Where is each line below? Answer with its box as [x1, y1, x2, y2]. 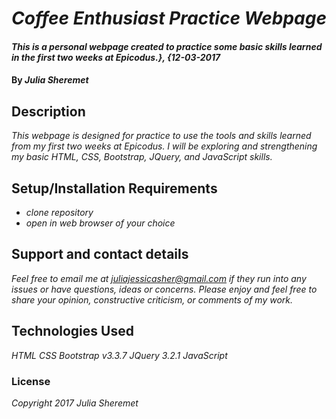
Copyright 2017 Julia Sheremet [11, 397, 139, 409]
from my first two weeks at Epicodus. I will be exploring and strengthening [11, 140, 318, 152]
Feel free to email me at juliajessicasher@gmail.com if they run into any [11, 272, 307, 284]
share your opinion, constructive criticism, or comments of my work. [11, 293, 294, 306]
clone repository [25, 207, 94, 218]
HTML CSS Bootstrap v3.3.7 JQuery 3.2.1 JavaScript [11, 349, 228, 361]
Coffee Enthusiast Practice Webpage [11, 7, 327, 30]
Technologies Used [11, 323, 134, 340]
